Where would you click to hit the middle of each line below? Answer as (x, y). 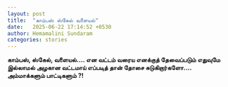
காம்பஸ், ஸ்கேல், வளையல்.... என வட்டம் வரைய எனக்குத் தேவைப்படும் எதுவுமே (114, 60)
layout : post (26, 14)
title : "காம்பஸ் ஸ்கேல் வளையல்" (53, 20)
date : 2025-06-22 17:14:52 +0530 (59, 27)
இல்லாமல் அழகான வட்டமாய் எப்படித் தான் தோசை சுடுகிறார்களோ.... (100, 68)
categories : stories (38, 40)
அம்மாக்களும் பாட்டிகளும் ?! (46, 76)
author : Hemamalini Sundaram (50, 33)
